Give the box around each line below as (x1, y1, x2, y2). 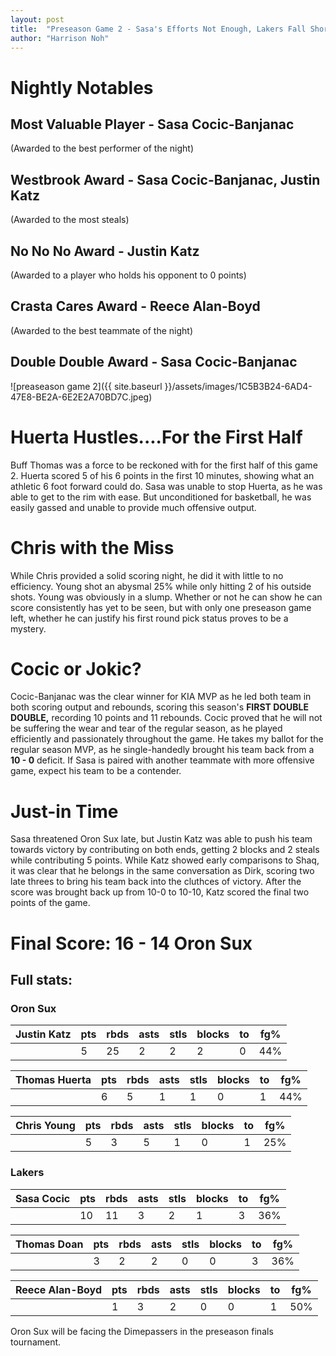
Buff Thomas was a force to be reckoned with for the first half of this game (10, 459, 318, 471)
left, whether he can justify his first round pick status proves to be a (10, 612, 289, 624)
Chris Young (15, 1119, 76, 1133)
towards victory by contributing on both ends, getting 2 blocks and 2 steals (10, 844, 320, 856)
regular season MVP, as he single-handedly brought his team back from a (10, 744, 315, 756)
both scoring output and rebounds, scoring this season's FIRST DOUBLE (10, 701, 310, 713)
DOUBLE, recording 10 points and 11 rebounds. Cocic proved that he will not (10, 712, 323, 724)
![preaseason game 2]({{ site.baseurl (10, 380, 163, 392)
